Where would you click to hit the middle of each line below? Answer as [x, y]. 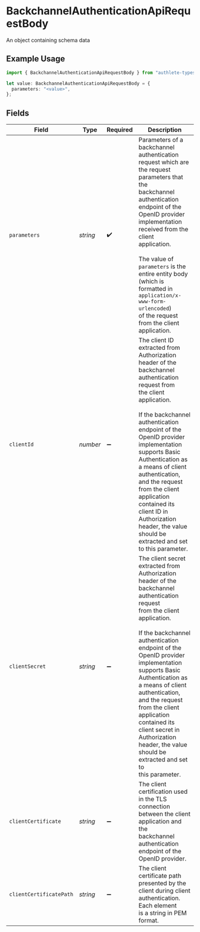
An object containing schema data [48, 40]
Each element [157, 906]
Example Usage [36, 59]
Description [165, 130]
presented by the [162, 883]
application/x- [160, 296]
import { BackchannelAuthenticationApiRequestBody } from [79, 73]
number [90, 445]
